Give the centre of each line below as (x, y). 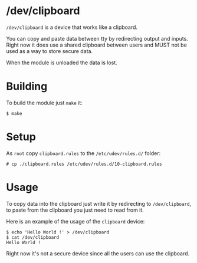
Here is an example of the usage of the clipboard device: (75, 221)
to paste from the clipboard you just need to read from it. (75, 210)
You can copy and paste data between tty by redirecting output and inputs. (97, 38)
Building (27, 86)
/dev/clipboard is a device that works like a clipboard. (72, 27)
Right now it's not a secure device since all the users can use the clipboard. (98, 253)
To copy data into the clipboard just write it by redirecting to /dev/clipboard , (99, 203)
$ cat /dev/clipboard (33, 237)
